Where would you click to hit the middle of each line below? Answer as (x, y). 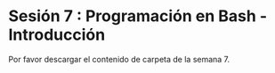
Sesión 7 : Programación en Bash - (138, 16)
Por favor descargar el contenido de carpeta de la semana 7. (119, 59)
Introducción (57, 35)
